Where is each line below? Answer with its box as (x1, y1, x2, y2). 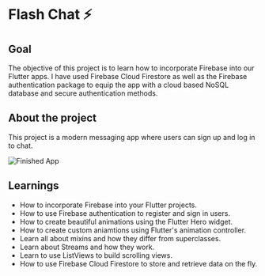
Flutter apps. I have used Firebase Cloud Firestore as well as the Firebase (8, 72, 248, 81)
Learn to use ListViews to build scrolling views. (19, 250, 172, 260)
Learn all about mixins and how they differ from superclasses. (19, 233, 221, 243)
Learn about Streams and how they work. (19, 242, 155, 251)
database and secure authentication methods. (8, 89, 158, 98)
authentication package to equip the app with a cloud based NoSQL (8, 80, 229, 89)
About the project (8, 112, 97, 125)
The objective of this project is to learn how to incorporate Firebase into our (8, 63, 255, 73)
